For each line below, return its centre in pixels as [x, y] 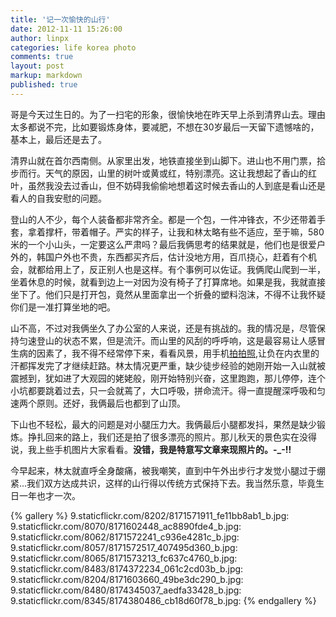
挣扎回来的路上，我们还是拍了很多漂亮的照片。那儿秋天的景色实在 [163, 437]
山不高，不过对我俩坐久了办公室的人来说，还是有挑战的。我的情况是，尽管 [163, 328]
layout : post [37, 66]
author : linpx [40, 38]
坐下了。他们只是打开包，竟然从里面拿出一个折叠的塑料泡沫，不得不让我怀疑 [168, 294]
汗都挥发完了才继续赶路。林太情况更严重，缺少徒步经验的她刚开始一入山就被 [168, 365]
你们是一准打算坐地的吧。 [63, 307]
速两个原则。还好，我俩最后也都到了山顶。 [98, 403]
